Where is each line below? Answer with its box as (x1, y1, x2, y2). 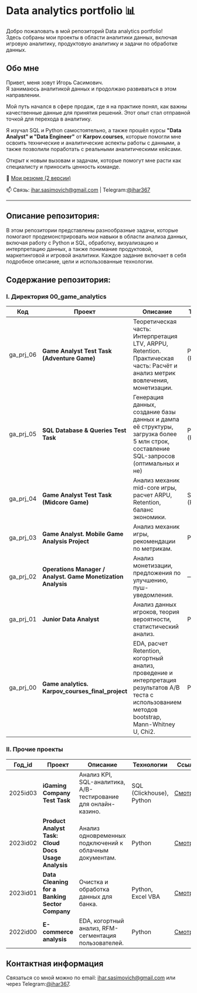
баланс (133, 506, 154, 514)
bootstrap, (133, 713, 162, 721)
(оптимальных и (133, 459, 179, 467)
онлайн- (90, 800, 116, 808)
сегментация (79, 931, 117, 939)
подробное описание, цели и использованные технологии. (6, 258, 154, 265)
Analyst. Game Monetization (42, 573, 124, 581)
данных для (79, 892, 113, 901)
